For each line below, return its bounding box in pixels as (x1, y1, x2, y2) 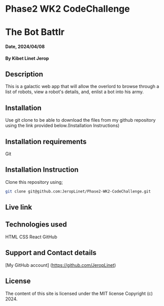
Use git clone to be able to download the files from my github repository (5, 117, 156, 123)
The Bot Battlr (5, 26, 65, 38)
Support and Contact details (5, 248, 96, 257)
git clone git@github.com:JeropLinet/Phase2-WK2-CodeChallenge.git (5, 189, 151, 194)
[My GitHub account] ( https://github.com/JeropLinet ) (5, 262, 116, 268)
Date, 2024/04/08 (5, 43, 45, 49)
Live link (5, 203, 32, 212)
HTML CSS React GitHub (5, 234, 57, 240)
